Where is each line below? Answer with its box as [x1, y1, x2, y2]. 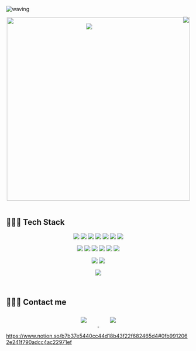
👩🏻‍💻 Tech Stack [6, 217, 65, 227]
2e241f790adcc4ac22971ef [6, 338, 72, 346]
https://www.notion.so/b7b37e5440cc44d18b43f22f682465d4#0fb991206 [6, 332, 188, 339]
